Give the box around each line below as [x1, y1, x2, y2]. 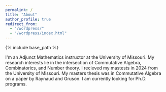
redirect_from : [5, 21, 38, 27]
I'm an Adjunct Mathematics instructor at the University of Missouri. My [5, 54, 155, 60]
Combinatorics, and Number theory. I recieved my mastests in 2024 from [5, 65, 158, 71]
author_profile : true [5, 17, 51, 22]
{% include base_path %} [5, 45, 59, 50]
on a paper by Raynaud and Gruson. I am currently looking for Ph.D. [5, 76, 147, 81]
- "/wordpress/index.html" [10, 31, 67, 36]
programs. [5, 81, 27, 87]
